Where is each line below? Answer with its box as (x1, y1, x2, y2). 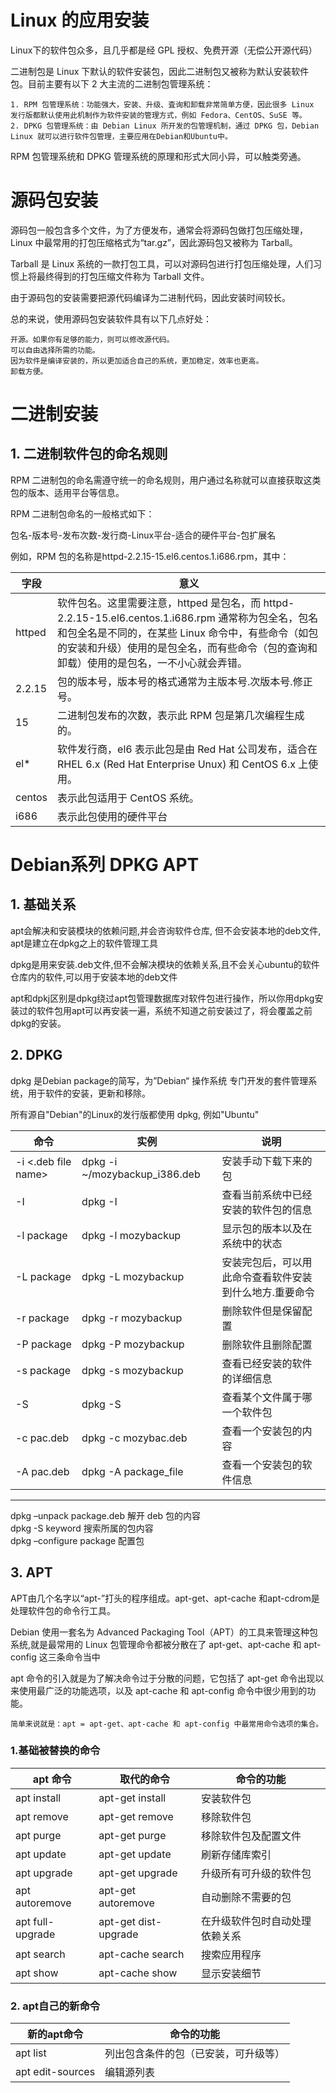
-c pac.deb (15, 1431, 70, 1445)
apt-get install (98, 1791, 167, 1805)
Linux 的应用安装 (10, 9, 150, 32)
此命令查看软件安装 (221, 1270, 313, 1284)
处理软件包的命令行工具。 (10, 1604, 116, 1616)
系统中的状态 (221, 1236, 283, 1250)
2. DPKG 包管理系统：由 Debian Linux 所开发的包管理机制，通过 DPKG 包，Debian (10, 121, 320, 131)
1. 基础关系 (10, 896, 77, 913)
